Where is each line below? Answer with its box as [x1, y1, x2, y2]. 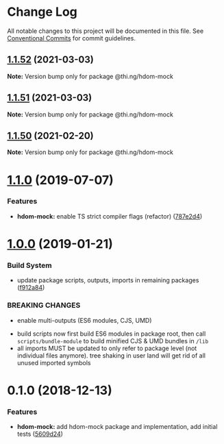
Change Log [7, 4, 77, 20]
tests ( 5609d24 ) [16, 430, 64, 439]
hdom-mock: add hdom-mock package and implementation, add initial [16, 423, 218, 431]
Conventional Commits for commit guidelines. [7, 34, 136, 42]
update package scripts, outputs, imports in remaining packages [16, 276, 199, 284]
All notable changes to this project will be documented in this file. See [7, 27, 204, 35]
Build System [7, 260, 53, 270]
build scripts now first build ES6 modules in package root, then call [16, 330, 206, 338]
